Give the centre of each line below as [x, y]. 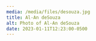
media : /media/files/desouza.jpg [48, 12]
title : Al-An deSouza [34, 17]
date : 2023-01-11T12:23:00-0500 [47, 29]
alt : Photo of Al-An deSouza [43, 23]
